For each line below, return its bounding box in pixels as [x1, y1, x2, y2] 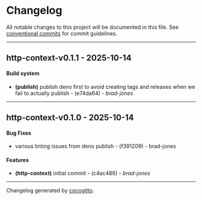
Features [6, 156, 29, 163]
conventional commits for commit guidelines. [6, 29, 118, 37]
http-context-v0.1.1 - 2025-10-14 [6, 53, 132, 63]
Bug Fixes [6, 129, 32, 136]
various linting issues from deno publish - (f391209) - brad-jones [14, 142, 176, 150]
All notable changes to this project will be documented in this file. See [6, 23, 179, 31]
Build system [6, 70, 40, 77]
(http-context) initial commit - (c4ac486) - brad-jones [14, 169, 150, 177]
